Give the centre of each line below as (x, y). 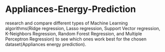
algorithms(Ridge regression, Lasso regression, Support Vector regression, (83, 28)
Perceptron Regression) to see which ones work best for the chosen (76, 39)
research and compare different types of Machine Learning (67, 23)
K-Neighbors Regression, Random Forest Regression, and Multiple (74, 33)
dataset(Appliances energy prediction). (46, 44)
